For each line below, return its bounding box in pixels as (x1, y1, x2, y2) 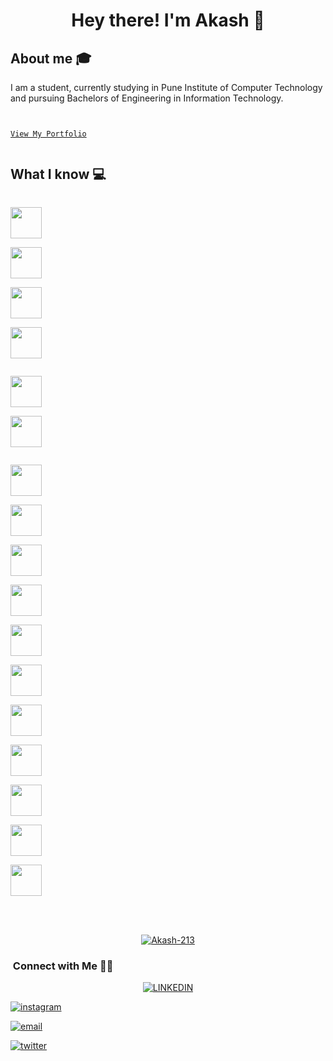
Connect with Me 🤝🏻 (12, 959, 114, 973)
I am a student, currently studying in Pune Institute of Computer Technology (10, 82, 323, 93)
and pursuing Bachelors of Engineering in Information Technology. (10, 92, 284, 104)
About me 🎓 (10, 50, 92, 67)
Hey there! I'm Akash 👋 (71, 9, 265, 32)
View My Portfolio (10, 129, 87, 139)
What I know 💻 (10, 166, 107, 183)
